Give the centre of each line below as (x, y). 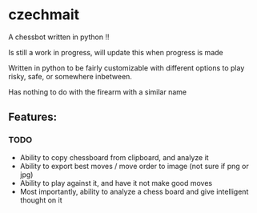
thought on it (41, 200)
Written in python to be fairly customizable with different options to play (126, 68)
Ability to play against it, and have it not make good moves (116, 183)
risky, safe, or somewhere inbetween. (70, 76)
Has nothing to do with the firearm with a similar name (97, 92)
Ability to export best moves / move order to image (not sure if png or (135, 166)
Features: (33, 117)
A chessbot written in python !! (59, 37)
